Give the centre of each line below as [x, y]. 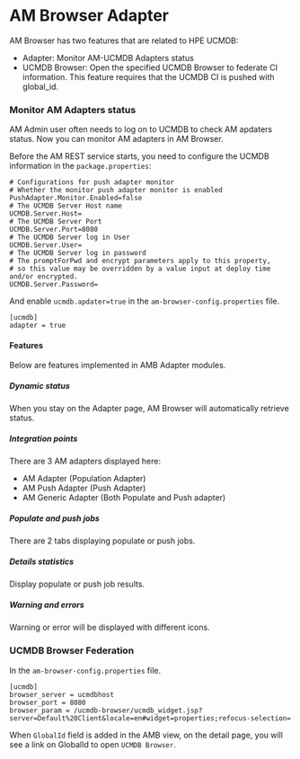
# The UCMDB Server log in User [70, 238]
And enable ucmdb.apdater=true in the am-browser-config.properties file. [145, 301]
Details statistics [42, 561]
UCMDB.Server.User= [46, 245]
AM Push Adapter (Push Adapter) [84, 488]
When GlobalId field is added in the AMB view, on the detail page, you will [146, 735]
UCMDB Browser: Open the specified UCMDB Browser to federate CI [150, 67]
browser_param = [40, 710]
